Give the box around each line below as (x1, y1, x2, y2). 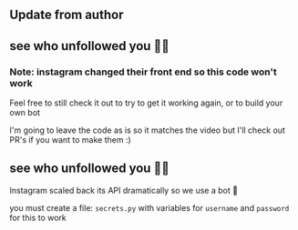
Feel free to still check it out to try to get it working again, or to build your (9, 97, 283, 108)
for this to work (9, 212, 67, 223)
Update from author (9, 7, 124, 23)
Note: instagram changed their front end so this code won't (9, 65, 277, 78)
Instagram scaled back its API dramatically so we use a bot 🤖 (9, 185, 239, 195)
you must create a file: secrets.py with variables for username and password (9, 202, 290, 213)
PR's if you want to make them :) (9, 135, 132, 145)
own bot (9, 107, 41, 118)
